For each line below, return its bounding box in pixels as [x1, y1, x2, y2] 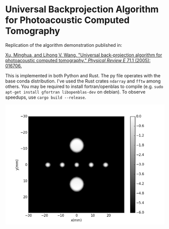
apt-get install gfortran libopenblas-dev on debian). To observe [5, 89, 146, 95]
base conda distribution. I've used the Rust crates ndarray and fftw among [5, 78, 161, 84]
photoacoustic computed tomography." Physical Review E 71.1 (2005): [5, 57, 151, 63]
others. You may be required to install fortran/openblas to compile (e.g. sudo [5, 83, 163, 90]
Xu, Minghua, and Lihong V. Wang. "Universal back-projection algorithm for [5, 52, 162, 58]
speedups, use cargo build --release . [5, 94, 87, 100]
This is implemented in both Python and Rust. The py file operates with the [5, 72, 161, 78]
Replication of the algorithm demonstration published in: [5, 42, 122, 48]
